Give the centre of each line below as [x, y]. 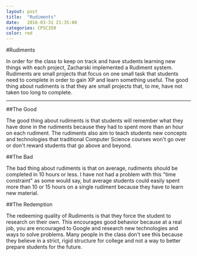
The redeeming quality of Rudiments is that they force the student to [89, 216]
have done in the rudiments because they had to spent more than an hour [95, 127]
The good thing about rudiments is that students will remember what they [95, 121]
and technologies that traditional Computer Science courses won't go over [96, 139]
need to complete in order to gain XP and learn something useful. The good [97, 80]
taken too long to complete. [39, 93]
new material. [23, 193]
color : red [19, 33]
